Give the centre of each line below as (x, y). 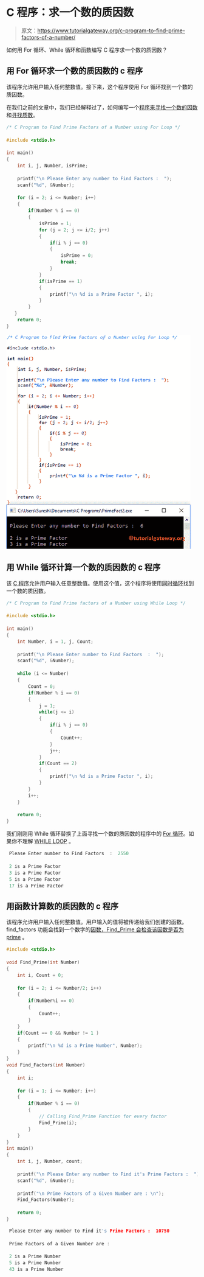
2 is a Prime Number (35, 1257)
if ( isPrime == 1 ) (61, 281)
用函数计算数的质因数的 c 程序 (63, 906)
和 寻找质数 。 (22, 115)
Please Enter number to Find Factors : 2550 (69, 854)
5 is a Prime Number (35, 1263)
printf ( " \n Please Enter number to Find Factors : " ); (91, 654)
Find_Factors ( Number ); (46, 1200)
